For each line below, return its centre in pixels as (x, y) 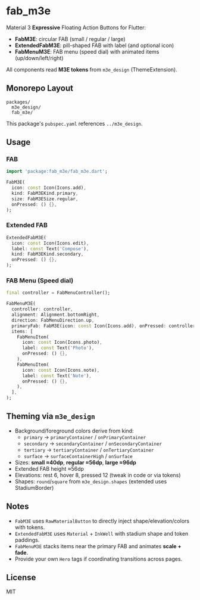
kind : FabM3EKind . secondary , (48, 254)
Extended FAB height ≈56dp (49, 468)
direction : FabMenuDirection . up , (53, 320)
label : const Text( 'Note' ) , (57, 376)
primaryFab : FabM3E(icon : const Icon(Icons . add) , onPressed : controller (104, 326)
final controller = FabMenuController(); (58, 293)
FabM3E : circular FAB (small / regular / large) (70, 39)
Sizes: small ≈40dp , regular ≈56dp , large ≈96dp (76, 462)
